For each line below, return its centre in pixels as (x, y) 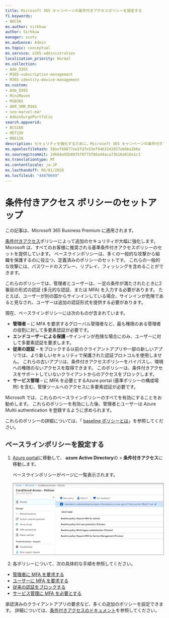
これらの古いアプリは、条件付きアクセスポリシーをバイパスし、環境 (93, 361)
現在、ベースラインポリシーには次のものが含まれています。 (67, 313)
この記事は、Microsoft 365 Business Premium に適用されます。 (71, 230)
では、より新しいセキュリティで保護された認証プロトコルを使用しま (87, 355)
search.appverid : (23, 123)
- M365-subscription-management (39, 75)
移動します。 (26, 464)
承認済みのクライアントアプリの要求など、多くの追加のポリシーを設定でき (82, 604)
